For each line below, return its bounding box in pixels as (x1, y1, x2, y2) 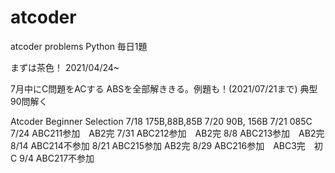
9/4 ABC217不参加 (19, 152, 95, 164)
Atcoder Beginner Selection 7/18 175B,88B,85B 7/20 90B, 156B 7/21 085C (10, 115, 313, 127)
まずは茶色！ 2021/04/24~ (10, 61, 120, 73)
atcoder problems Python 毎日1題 (10, 40, 148, 52)
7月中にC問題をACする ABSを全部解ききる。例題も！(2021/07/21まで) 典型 (10, 82, 318, 95)
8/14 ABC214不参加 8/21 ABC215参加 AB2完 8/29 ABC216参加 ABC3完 (10, 139, 306, 151)
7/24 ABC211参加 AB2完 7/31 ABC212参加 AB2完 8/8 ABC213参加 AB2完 (10, 127, 325, 139)
